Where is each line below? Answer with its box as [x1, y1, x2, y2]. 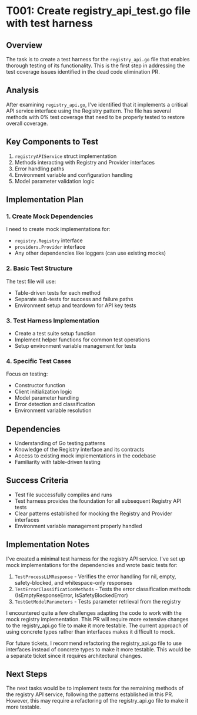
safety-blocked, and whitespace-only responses [14, 579, 132, 586]
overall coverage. [6, 120, 48, 127]
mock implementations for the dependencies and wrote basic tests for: [6, 561, 178, 568]
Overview [6, 40, 43, 50]
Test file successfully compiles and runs [14, 491, 112, 498]
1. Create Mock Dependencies [6, 212, 94, 220]
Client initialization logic [14, 388, 72, 396]
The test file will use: [6, 278, 56, 285]
